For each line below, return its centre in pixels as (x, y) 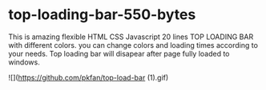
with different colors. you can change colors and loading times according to (133, 45)
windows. (24, 62)
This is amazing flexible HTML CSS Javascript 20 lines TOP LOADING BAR (131, 37)
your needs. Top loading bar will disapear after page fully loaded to (119, 53)
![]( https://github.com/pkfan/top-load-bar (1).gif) (89, 77)
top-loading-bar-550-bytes (102, 15)
